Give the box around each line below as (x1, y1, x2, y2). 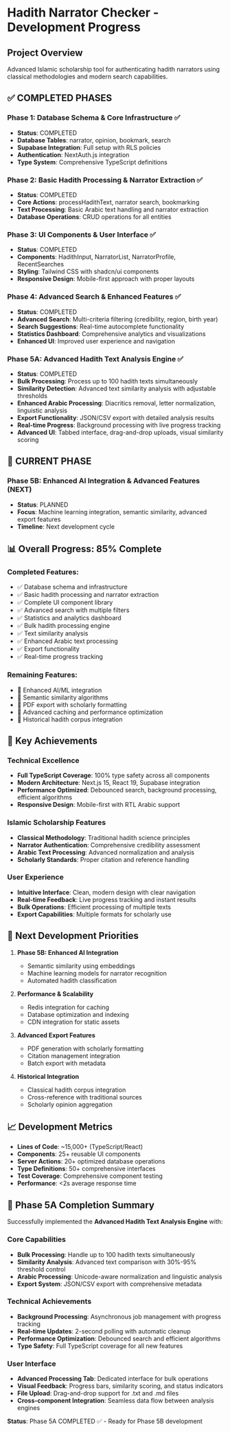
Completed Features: (7, 567, 79, 576)
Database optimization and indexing (27, 1010, 129, 1018)
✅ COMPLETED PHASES (7, 92, 113, 104)
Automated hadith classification (27, 976, 117, 984)
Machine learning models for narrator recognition (27, 969, 167, 977)
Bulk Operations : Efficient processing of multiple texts (16, 903, 172, 911)
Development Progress (7, 19, 141, 35)
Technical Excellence (7, 755, 80, 765)
